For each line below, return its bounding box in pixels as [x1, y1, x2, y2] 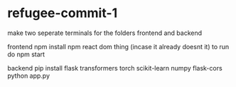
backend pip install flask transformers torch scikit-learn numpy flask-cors [7, 63, 222, 72]
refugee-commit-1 [7, 5, 118, 21]
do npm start [7, 50, 45, 58]
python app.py [7, 71, 50, 80]
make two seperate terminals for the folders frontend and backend [7, 29, 203, 37]
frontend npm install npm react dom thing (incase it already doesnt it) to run [7, 42, 230, 51]
